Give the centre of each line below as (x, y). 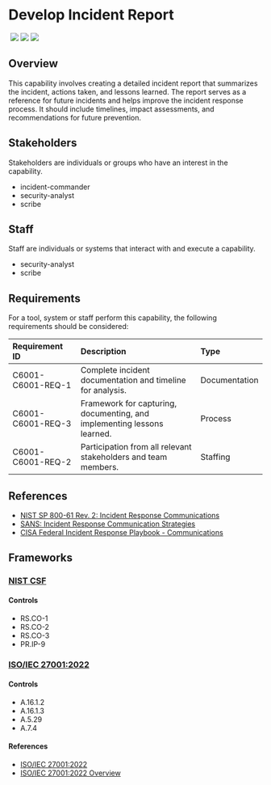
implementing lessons (122, 424)
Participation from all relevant (136, 447)
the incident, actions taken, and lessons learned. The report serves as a (127, 91)
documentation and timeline (133, 380)
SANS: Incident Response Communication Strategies (108, 524)
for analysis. (103, 390)
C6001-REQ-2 (42, 462)
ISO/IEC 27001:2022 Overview (70, 773)
